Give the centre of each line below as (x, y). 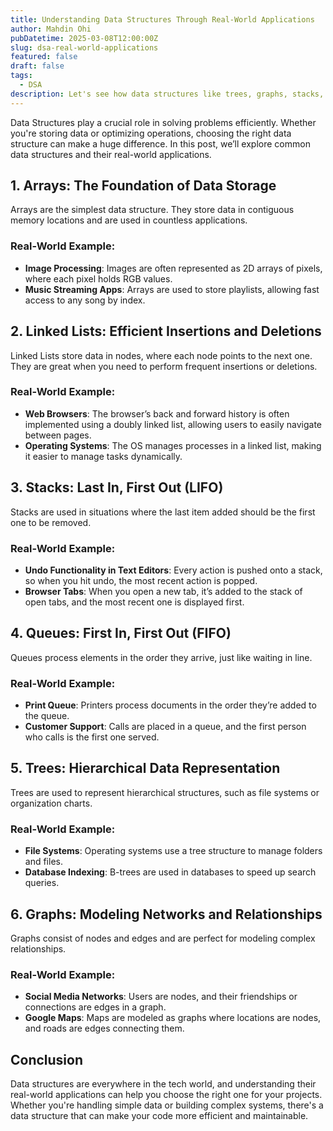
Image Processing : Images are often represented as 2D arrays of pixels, (173, 268)
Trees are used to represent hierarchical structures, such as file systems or (165, 792)
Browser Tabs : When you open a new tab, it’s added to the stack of (163, 591)
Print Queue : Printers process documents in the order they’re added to (170, 705)
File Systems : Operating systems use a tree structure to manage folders (173, 851)
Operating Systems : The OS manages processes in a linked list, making (173, 445)
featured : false (44, 57)
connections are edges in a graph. (95, 1007)
